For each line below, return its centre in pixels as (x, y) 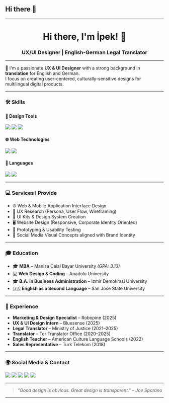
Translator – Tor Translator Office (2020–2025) (61, 334)
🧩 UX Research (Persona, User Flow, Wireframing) (64, 211)
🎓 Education (22, 253)
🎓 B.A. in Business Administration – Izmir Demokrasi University (80, 281)
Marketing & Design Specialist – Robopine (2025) (64, 317)
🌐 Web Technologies (27, 139)
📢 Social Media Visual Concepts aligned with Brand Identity (74, 235)
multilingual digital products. (34, 84)
